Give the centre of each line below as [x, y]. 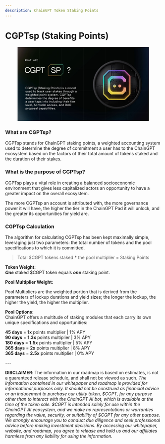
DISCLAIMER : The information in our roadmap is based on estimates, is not [82, 372]
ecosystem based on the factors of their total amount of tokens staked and [81, 154]
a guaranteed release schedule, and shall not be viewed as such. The [76, 378]
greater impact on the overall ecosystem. [47, 193]
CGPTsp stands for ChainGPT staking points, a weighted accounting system [83, 143]
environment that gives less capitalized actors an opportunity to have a [78, 188]
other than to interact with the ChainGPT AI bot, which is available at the [79, 399]
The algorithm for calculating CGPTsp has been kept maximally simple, [77, 237]
